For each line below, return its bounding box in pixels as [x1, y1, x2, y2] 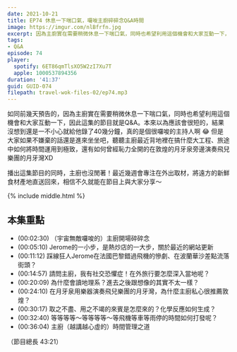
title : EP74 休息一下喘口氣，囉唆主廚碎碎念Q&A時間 [7, 17, 145, 24]
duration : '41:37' [7, 76, 61, 83]
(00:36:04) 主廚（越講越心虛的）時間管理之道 [17, 322, 150, 331]
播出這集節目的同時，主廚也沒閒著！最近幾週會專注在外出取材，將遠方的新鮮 [7, 169, 230, 177]
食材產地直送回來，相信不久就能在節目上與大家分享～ [7, 177, 162, 186]
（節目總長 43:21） [7, 337, 62, 346]
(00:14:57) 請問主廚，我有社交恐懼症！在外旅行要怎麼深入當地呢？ [17, 269, 210, 278]
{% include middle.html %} [7, 192, 86, 200]
